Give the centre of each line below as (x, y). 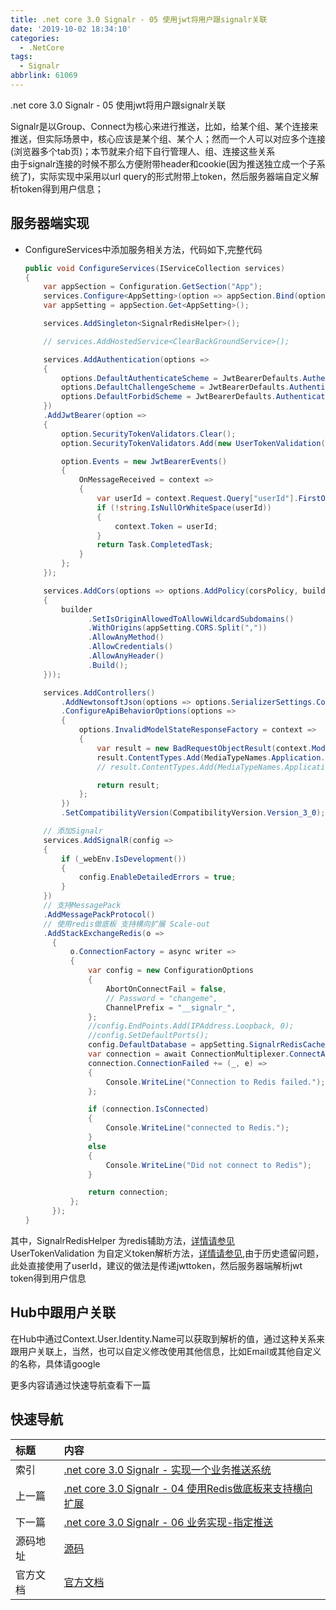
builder (77, 609)
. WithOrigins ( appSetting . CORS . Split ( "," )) (178, 628)
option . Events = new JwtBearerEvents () (144, 461)
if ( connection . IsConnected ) (149, 1109)
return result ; (128, 785)
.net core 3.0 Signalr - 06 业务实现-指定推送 (168, 1522)
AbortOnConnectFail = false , (166, 989)
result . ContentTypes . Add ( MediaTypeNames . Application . (211, 757)
